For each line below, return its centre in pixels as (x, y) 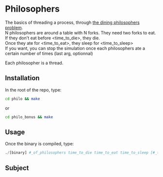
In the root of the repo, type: (33, 90)
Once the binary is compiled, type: (40, 144)
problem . (14, 27)
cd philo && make (23, 99)
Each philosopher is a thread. (34, 63)
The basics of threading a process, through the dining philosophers (72, 22)
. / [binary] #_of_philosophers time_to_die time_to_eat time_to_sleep (77, 153)
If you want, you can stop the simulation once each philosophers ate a (75, 48)
